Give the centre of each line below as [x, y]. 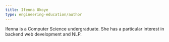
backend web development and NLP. [44, 34]
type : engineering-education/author [44, 14]
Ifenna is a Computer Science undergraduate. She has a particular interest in [85, 28]
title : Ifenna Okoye [27, 10]
